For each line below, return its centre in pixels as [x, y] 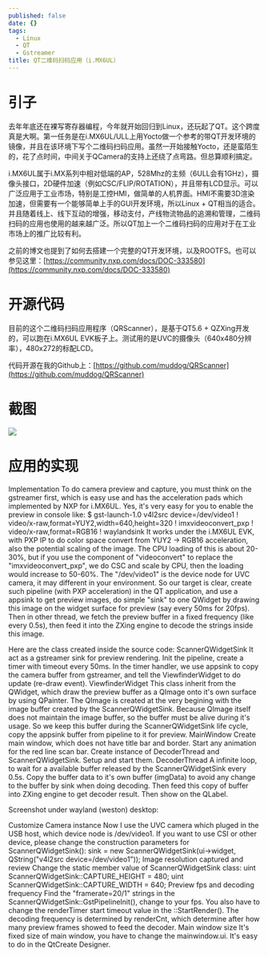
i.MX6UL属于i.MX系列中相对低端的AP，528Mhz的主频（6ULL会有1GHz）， [130, 173]
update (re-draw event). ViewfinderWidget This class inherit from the [122, 683]
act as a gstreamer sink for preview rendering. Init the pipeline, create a [126, 657]
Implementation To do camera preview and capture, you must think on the [130, 489]
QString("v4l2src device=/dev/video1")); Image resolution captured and [126, 859]
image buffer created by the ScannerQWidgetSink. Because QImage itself [130, 709]
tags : [17, 30]
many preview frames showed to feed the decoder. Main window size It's [129, 927]
